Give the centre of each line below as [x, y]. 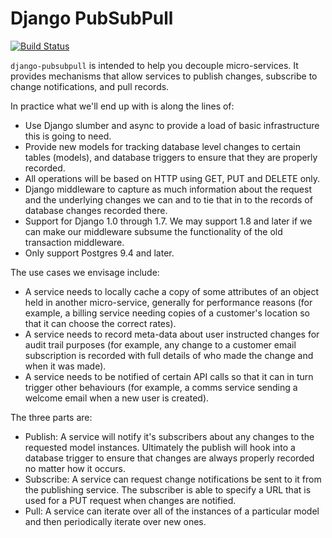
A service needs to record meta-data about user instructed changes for [172, 334]
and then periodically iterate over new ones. [115, 521]
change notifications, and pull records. [90, 86]
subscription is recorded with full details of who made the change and [169, 355]
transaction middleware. [74, 242]
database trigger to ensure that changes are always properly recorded [169, 458]
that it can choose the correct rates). [100, 323]
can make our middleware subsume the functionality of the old [153, 231]
